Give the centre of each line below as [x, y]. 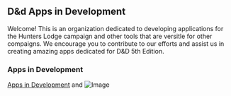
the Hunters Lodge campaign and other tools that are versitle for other [110, 36]
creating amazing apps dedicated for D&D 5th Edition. [86, 51]
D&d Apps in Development [67, 12]
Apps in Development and [45, 85]
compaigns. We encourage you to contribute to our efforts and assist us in [116, 43]
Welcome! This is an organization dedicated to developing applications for [115, 28]
